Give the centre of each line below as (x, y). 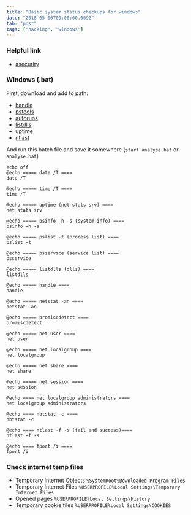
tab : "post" (21, 23)
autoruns (26, 118)
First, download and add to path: (47, 93)
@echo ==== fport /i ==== (39, 446)
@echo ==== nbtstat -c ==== (42, 414)
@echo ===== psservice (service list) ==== (63, 253)
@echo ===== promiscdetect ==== (47, 317)
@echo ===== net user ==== (41, 334)
